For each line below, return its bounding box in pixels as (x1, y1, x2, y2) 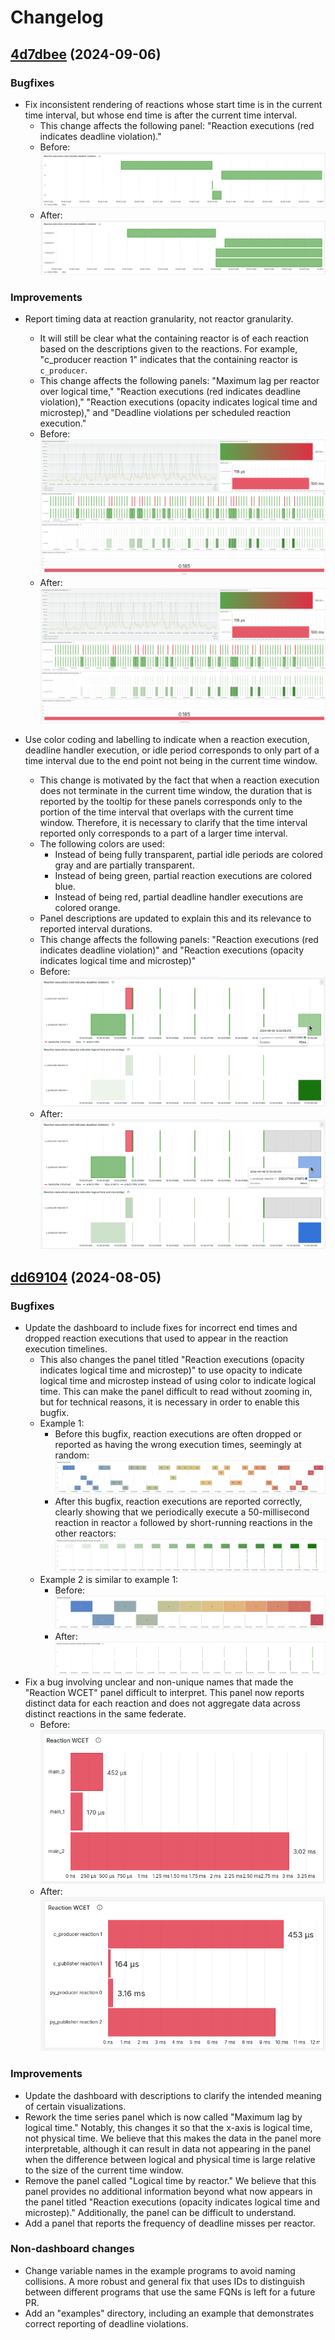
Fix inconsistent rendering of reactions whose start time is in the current (24, 98, 323, 110)
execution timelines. (24, 1343, 108, 1355)
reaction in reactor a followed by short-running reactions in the (54, 1516, 313, 1528)
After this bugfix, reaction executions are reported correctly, (54, 1495, 303, 1507)
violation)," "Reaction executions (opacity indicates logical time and (39, 396, 318, 408)
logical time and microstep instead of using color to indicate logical (39, 1375, 317, 1387)
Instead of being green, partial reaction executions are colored (54, 870, 313, 882)
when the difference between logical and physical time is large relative (24, 2153, 316, 2165)
